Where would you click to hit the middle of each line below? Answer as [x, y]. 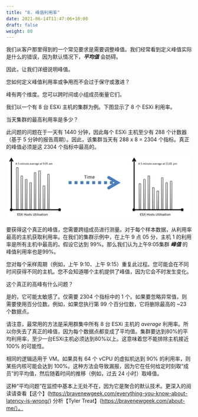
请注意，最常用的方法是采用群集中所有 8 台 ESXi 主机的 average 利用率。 [95, 324]
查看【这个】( [33, 393]
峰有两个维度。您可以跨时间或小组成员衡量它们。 [65, 95]
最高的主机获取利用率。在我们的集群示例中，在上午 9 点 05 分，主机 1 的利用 [99, 237]
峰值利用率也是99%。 [33, 252]
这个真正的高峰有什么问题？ [40, 284]
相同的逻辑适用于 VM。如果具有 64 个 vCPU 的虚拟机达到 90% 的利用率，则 [98, 359]
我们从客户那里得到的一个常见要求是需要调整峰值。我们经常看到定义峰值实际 [99, 50]
